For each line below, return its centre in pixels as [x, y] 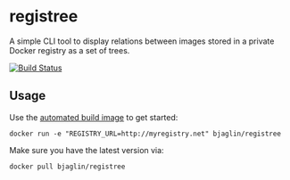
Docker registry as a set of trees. [70, 50]
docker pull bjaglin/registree [67, 167]
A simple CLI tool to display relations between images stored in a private [142, 41]
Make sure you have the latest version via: [87, 150]
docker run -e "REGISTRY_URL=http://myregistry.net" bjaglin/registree [145, 134]
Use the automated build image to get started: [94, 117]
